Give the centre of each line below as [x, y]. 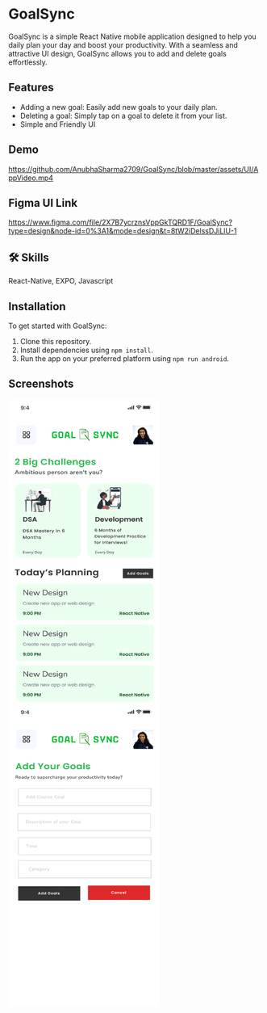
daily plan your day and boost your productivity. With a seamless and [123, 44]
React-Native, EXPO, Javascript [61, 281]
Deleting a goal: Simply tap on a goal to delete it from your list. [123, 116]
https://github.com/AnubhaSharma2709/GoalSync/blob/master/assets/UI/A [133, 169]
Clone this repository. [56, 341]
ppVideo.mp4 [31, 178]
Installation [37, 307]
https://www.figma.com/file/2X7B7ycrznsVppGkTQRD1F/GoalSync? [120, 222]
